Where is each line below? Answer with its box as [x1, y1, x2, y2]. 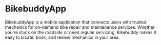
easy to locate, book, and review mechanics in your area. [5, 34, 120, 40]
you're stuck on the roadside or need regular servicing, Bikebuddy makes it [5, 29, 157, 35]
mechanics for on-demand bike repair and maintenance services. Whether [5, 24, 155, 30]
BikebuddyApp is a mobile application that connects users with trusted [5, 19, 147, 25]
